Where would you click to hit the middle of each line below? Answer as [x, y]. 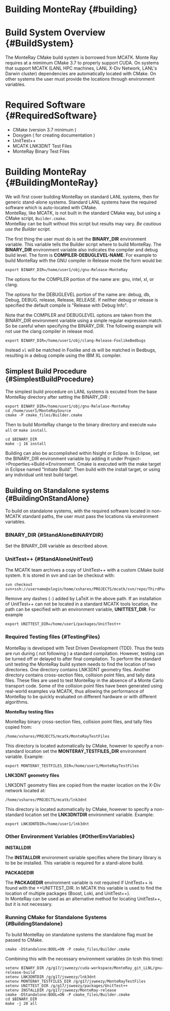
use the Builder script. [28, 229]
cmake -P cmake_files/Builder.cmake [44, 415]
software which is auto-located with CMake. [51, 207]
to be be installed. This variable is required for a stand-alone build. [75, 863]
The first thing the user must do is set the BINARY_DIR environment [76, 239]
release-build [20, 973]
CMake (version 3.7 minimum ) [45, 130]
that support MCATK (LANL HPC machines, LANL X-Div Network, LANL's [81, 68]
